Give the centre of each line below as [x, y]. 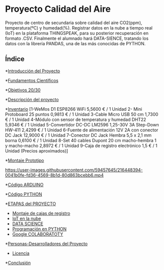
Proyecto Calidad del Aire [58, 9]
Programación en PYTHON [39, 229]
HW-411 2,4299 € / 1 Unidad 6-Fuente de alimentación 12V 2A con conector [82, 130]
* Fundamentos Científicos [32, 80]
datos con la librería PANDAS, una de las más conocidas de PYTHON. [75, 43]
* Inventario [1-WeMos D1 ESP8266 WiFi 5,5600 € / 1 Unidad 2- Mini [74, 109]
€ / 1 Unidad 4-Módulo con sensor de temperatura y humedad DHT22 [76, 120]
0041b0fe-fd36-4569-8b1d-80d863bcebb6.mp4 [55, 175]
